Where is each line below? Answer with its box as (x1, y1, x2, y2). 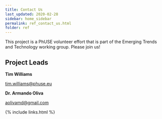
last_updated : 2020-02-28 (5, 12, 58, 17)
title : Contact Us (5, 7, 43, 12)
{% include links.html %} (5, 109, 55, 115)
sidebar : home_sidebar (5, 16, 52, 21)
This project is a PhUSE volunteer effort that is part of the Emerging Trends (5, 39, 157, 45)
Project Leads (5, 58, 48, 67)
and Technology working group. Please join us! (5, 44, 100, 50)
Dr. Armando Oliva (5, 90, 43, 96)
